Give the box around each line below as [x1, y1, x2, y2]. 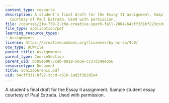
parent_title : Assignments [5, 49, 62, 54]
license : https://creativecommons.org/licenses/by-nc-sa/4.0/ [5, 40, 138, 45]
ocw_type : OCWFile [5, 45, 44, 50]
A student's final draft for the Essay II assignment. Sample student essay [5, 86, 155, 92]
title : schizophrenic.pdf [5, 68, 59, 73]
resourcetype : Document [5, 63, 55, 68]
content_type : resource [5, 7, 55, 13]
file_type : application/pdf [5, 26, 64, 31]
